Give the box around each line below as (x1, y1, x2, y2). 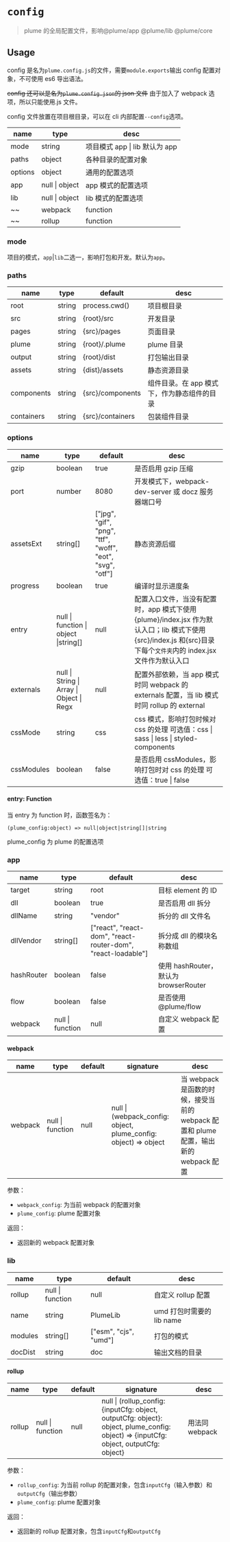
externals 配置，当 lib (134, 690, 203, 700)
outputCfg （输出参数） (16, 1489, 81, 1497)
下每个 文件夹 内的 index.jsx (134, 645, 217, 655)
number (55, 486, 82, 496)
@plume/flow (158, 1002, 201, 1011)
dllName (10, 911, 38, 921)
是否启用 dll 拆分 (158, 899, 211, 908)
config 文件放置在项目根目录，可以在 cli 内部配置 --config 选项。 (7, 112, 187, 120)
